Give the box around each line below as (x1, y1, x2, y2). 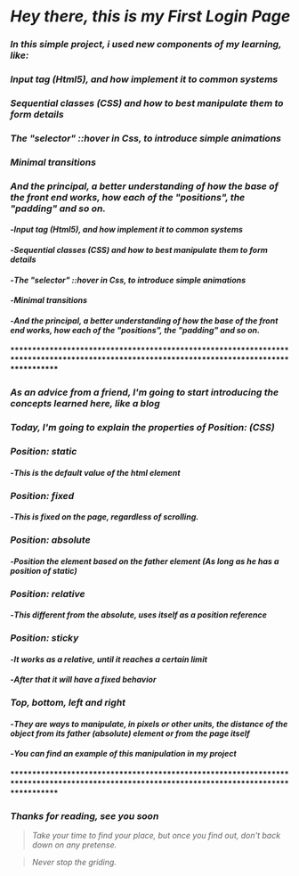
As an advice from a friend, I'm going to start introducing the (10, 386, 279, 398)
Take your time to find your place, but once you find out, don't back (31, 831, 281, 841)
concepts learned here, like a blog (10, 397, 160, 410)
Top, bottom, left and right (10, 697, 126, 709)
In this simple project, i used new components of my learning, (10, 38, 282, 51)
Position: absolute (10, 534, 92, 546)
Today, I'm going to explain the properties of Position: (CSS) (10, 422, 275, 434)
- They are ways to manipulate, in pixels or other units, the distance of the (10, 718, 288, 729)
